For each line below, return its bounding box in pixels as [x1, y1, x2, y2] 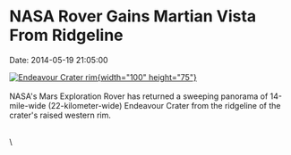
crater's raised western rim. [9, 110, 112, 120]
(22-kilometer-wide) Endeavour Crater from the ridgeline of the [47, 100, 281, 110]
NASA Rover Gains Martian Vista [9, 6, 257, 27]
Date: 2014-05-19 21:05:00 [9, 54, 109, 65]
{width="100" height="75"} [97, 71, 197, 82]
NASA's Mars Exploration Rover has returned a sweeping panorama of [9, 91, 269, 102]
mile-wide [9, 100, 47, 110]
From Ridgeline [9, 25, 124, 45]
